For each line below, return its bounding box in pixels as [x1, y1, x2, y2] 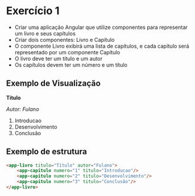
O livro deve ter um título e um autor [14, 55, 103, 62]
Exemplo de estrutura [6, 146, 87, 157]
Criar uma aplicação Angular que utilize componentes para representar [14, 24, 188, 31]
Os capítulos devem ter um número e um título [14, 61, 128, 68]
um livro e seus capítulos [14, 30, 76, 37]
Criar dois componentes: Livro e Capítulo [14, 36, 115, 43]
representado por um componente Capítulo [14, 48, 121, 55]
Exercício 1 [6, 4, 60, 18]
